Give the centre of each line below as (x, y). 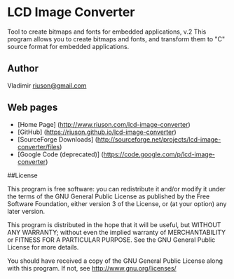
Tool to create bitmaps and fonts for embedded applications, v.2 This (107, 32)
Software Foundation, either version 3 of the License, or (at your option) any (117, 203)
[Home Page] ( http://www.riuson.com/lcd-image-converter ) (104, 124)
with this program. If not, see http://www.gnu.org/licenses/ (92, 268)
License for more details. (43, 247)
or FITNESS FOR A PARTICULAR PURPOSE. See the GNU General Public (111, 240)
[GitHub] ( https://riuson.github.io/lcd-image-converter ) (97, 132)
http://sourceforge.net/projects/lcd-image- (159, 139)
